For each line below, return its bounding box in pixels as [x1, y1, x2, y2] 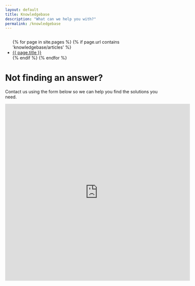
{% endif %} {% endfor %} [12, 55, 67, 61]
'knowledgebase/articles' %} [12, 44, 72, 50]
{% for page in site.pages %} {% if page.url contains [12, 39, 120, 45]
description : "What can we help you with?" [5, 16, 97, 21]
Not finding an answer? [5, 72, 103, 83]
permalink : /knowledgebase [5, 21, 61, 26]
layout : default [5, 7, 39, 12]
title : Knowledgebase [5, 12, 50, 17]
